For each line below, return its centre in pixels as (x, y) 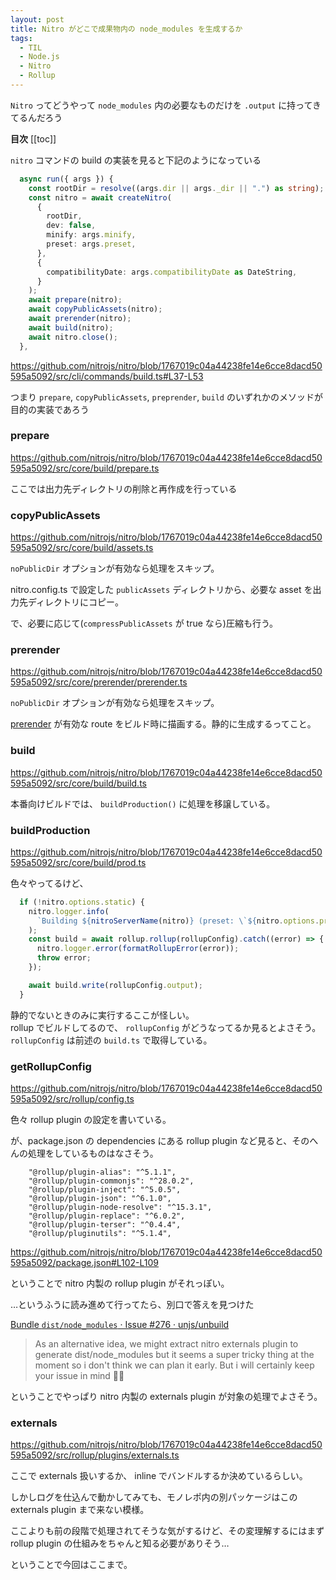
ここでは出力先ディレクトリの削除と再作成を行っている (124, 488)
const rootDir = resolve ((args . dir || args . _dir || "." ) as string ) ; (176, 188)
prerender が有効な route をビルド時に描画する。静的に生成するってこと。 (163, 724)
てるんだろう (36, 117)
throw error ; (64, 958)
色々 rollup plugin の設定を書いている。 (91, 1120)
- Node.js (39, 57)
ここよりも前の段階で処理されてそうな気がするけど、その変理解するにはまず (167, 1531)
